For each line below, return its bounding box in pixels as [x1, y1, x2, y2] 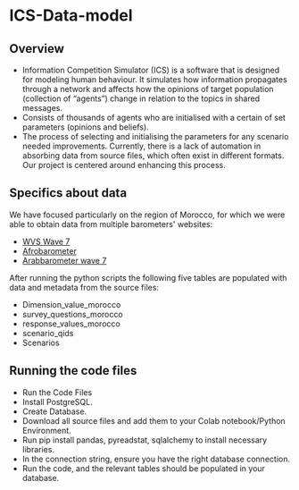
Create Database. [21, 406, 87, 417]
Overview [9, 41, 65, 56]
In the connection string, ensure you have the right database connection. [21, 453, 290, 464]
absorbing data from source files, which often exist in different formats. [21, 150, 285, 161]
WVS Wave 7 [21, 236, 71, 247]
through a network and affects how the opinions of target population [21, 84, 274, 94]
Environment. [21, 425, 71, 435]
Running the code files [9, 363, 137, 378]
